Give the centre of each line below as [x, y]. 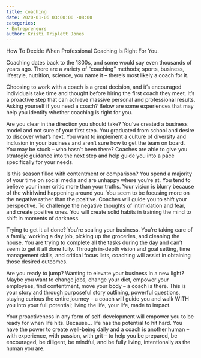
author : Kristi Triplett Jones [45, 34]
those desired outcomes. [37, 262]
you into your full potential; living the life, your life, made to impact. [88, 305]
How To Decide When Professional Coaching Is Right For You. [82, 51]
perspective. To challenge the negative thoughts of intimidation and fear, [96, 206]
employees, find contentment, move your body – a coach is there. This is [96, 286]
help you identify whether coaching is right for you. [70, 113]
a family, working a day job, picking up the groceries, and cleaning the [93, 236]
